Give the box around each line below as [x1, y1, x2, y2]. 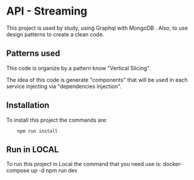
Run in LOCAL [6, 144, 59, 155]
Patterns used [6, 48, 60, 59]
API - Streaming [6, 4, 88, 18]
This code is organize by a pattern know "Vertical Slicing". [6, 64, 151, 72]
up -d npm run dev [31, 167, 77, 174]
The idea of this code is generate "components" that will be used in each [6, 76, 188, 83]
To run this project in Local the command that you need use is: [6, 161, 162, 168]
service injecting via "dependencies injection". [6, 82, 122, 90]
